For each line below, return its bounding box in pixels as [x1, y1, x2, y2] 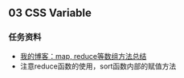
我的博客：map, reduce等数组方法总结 [19, 51, 147, 60]
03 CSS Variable [8, 6, 92, 20]
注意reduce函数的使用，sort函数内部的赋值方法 [19, 61, 177, 71]
